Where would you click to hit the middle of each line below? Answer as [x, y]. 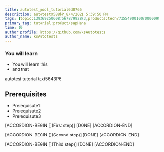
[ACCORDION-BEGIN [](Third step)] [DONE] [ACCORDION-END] [70, 144]
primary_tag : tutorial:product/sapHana [46, 23]
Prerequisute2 [26, 111]
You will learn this [30, 64]
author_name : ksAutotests [31, 37]
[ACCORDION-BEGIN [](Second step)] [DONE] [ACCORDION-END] [72, 135]
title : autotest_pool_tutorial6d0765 [43, 9]
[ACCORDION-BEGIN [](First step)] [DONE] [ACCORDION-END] [69, 125]
